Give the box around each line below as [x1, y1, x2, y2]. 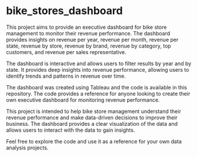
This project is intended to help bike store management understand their [6, 108, 181, 115]
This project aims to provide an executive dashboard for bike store [6, 24, 167, 31]
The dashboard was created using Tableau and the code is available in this [6, 83, 187, 91]
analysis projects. [6, 144, 49, 151]
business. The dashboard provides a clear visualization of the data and [6, 120, 178, 127]
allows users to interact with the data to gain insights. [6, 126, 135, 133]
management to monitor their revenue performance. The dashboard [6, 29, 171, 36]
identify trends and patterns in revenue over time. [6, 72, 126, 79]
